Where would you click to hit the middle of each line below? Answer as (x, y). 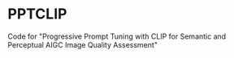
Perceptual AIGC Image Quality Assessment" (82, 44)
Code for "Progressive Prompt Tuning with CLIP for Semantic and (117, 36)
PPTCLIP (37, 14)
